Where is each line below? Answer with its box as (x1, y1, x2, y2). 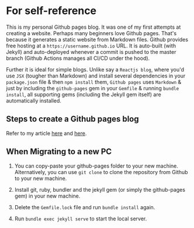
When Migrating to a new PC (6, 147, 112, 156)
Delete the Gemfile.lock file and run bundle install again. (14, 203, 155, 210)
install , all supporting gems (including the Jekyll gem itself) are (6, 91, 162, 98)
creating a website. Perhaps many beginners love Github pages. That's (6, 29, 177, 36)
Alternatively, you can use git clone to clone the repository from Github (14, 168, 188, 175)
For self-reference (6, 4, 97, 18)
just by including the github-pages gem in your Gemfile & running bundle (6, 84, 179, 91)
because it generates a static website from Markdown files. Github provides (6, 36, 189, 43)
